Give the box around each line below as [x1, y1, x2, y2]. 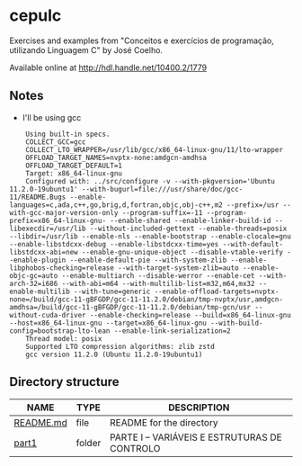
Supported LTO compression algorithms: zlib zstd [25, 342, 216, 351]
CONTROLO [109, 442, 161, 454]
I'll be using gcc [22, 112, 82, 122]
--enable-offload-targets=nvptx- [154, 287, 280, 296]
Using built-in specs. [25, 130, 111, 139]
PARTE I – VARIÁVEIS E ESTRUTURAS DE [109, 431, 282, 444]
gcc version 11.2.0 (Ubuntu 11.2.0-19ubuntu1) [25, 350, 203, 359]
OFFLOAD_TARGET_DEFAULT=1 [25, 161, 123, 170]
